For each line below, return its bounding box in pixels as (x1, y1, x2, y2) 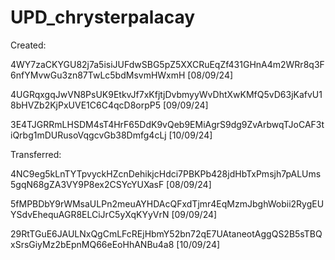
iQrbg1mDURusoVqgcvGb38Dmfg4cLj (10, 129, 167, 141)
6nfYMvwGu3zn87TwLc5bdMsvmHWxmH (10, 69, 186, 81)
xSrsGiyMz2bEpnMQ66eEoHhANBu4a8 (10, 238, 175, 250)
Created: (10, 39, 47, 51)
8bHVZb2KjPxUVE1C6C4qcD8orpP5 (10, 99, 161, 111)
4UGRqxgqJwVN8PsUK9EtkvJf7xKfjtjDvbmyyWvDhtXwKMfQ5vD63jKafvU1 (10, 88, 323, 100)
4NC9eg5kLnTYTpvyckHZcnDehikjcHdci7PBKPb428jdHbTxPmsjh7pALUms (10, 167, 322, 180)
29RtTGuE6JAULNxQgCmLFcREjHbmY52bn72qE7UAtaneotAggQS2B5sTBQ (10, 227, 323, 240)
